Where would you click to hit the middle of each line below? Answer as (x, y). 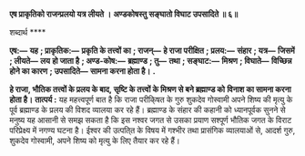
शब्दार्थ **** (28, 32)
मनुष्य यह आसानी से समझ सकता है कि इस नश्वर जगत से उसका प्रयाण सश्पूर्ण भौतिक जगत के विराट (151, 120)
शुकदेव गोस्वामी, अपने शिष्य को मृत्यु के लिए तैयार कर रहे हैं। (95, 140)
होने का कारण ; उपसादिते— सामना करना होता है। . (83, 71)
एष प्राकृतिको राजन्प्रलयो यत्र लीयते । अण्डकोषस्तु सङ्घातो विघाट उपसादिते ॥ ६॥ (124, 14)
